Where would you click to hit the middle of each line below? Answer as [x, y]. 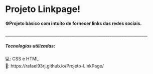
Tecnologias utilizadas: [30, 45]
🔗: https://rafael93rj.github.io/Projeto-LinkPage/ [55, 66]
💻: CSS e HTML [22, 59]
